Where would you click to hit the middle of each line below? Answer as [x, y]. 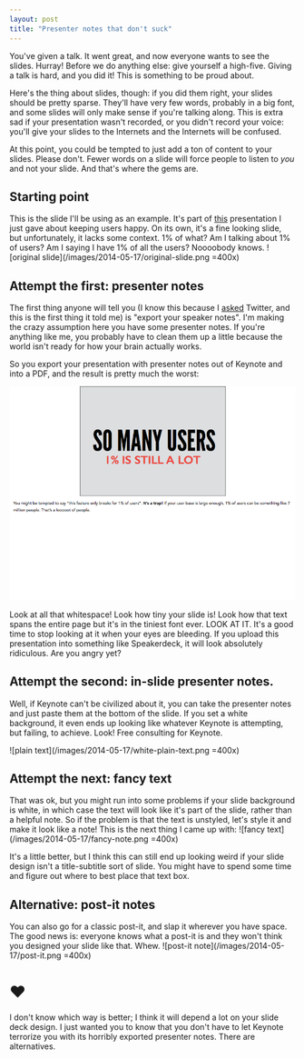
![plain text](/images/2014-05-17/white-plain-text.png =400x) [125, 750]
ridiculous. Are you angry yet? [65, 653]
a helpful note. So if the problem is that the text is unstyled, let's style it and [151, 820]
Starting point [49, 197]
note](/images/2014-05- [239, 946]
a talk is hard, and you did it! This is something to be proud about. [132, 75]
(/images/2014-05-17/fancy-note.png [79, 839]
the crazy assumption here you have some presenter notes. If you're [137, 327]
